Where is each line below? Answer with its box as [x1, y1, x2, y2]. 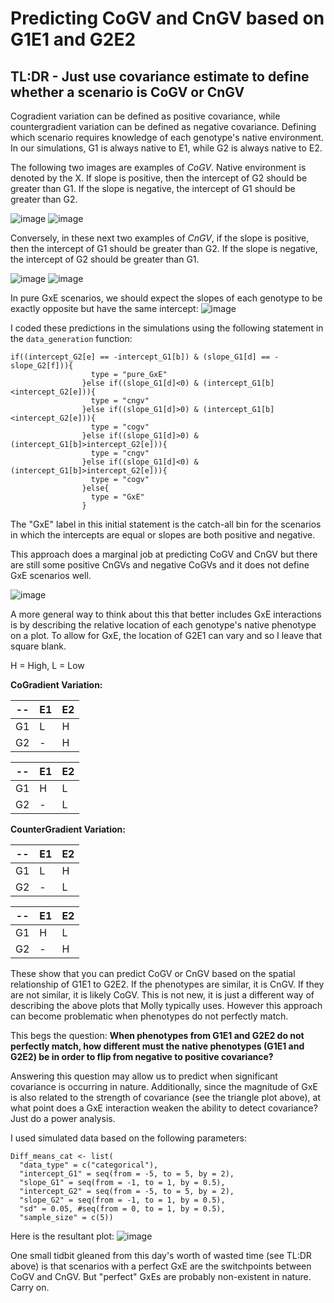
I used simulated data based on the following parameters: [10, 1132, 247, 1144]
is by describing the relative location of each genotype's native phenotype [10, 619, 317, 631]
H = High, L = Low [10, 660, 85, 671]
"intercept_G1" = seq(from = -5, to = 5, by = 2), [19, 1169, 235, 1179]
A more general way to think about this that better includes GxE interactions [10, 608, 322, 620]
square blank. [10, 640, 67, 652]
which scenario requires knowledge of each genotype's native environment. [10, 132, 324, 143]
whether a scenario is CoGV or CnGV [10, 83, 245, 101]
